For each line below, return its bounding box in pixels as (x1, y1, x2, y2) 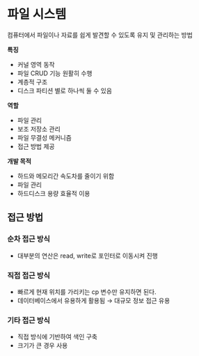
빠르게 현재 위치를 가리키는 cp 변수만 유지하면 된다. (17, 287, 157, 296)
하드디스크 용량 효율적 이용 (17, 189, 90, 197)
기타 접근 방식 (7, 315, 51, 325)
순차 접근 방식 (7, 234, 51, 244)
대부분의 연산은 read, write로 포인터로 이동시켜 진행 (17, 251, 158, 260)
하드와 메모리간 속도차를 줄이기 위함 (17, 171, 115, 180)
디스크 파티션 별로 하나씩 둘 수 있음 (17, 86, 113, 95)
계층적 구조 (17, 77, 48, 86)
